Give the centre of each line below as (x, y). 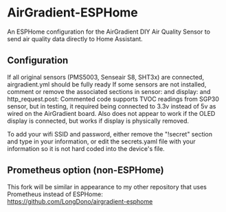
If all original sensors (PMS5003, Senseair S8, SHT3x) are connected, (106, 77)
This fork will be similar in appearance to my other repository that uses (107, 187)
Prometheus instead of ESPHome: (55, 194)
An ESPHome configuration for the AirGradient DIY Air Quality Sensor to (109, 32)
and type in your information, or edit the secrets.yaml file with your (101, 141)
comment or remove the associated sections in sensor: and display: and (109, 91)
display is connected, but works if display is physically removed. (98, 121)
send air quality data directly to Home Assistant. (75, 38)
